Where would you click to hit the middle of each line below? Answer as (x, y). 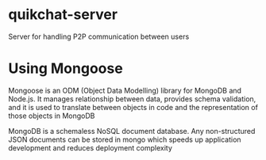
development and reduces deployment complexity (91, 147)
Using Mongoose (66, 69)
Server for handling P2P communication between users (99, 36)
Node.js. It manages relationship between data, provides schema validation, (132, 99)
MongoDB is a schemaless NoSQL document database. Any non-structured (132, 131)
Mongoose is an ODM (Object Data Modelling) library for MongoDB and (125, 90)
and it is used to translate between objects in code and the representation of (133, 107)
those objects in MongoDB (52, 116)
